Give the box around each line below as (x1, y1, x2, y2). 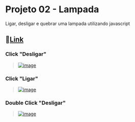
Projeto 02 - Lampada (5, 4, 99, 15)
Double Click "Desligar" (5, 99, 66, 106)
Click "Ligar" (5, 75, 38, 82)
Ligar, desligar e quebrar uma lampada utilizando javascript (5, 20, 130, 27)
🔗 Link (5, 35, 24, 44)
